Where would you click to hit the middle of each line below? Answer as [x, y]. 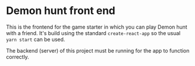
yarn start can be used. [36, 39]
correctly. [18, 57]
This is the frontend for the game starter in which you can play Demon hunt [97, 27]
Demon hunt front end [61, 11]
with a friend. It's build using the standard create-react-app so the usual [93, 33]
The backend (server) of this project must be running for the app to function [98, 50]
